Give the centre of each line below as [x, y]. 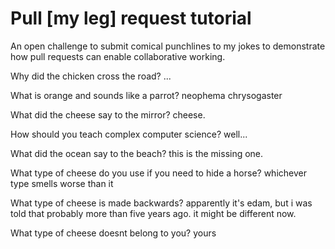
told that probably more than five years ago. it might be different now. [153, 213]
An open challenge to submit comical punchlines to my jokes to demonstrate [168, 46]
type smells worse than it [62, 183]
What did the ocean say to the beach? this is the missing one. [137, 153]
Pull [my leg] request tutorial [131, 18]
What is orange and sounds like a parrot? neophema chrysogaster [146, 95]
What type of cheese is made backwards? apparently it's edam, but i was [161, 203]
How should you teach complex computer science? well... [129, 134]
